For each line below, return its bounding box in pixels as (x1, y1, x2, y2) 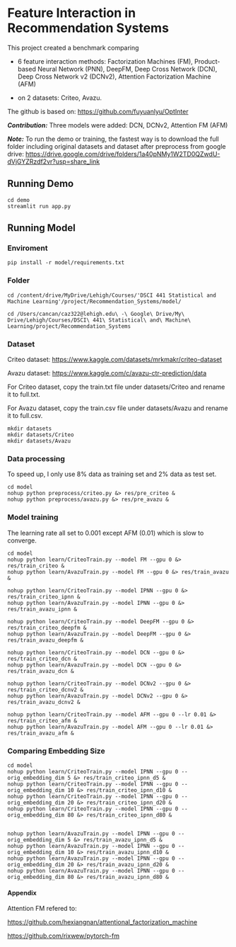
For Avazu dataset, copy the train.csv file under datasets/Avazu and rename (7, 404, 228, 412)
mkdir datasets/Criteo (7, 431, 74, 438)
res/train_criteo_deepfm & (7, 624, 87, 631)
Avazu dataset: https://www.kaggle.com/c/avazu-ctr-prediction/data (7, 369, 207, 378)
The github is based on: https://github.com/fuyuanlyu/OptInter (7, 107, 189, 115)
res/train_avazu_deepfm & (7, 636, 83, 644)
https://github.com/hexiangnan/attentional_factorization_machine (7, 918, 198, 926)
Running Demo (7, 178, 74, 190)
